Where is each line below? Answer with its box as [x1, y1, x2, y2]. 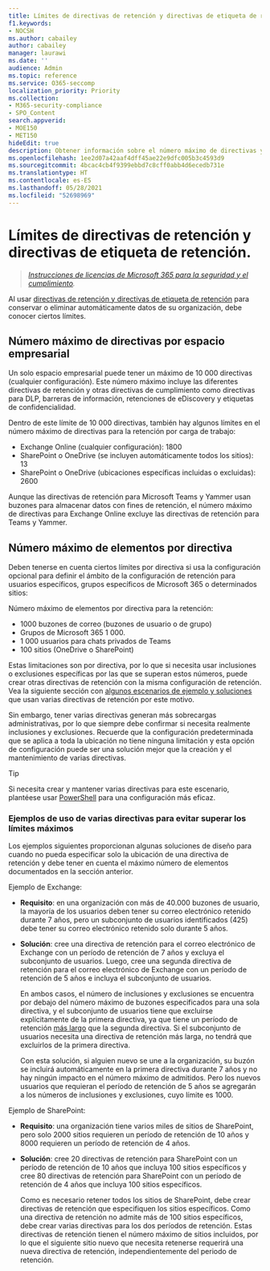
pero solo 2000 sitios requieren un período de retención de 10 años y [19, 1130, 249, 1140]
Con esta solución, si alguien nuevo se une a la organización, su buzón [19, 1056, 256, 1066]
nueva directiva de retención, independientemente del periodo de [19, 1247, 237, 1257]
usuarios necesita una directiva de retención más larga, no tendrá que [19, 1032, 252, 1042]
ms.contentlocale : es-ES [8, 176, 92, 185]
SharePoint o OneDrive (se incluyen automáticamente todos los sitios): [19, 451, 254, 460]
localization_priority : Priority [8, 86, 121, 95]
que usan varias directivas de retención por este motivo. [8, 695, 195, 704]
